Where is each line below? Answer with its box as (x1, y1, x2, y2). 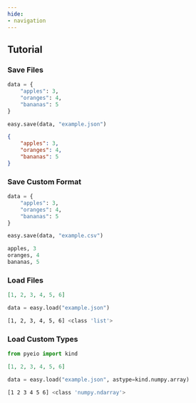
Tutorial (7, 44, 43, 56)
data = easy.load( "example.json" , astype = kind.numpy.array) (7, 376, 190, 383)
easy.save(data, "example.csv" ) (7, 233, 103, 240)
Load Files (7, 275, 44, 285)
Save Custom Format (7, 176, 82, 186)
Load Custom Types (7, 334, 78, 344)
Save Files (7, 65, 44, 75)
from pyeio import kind (7, 350, 78, 357)
